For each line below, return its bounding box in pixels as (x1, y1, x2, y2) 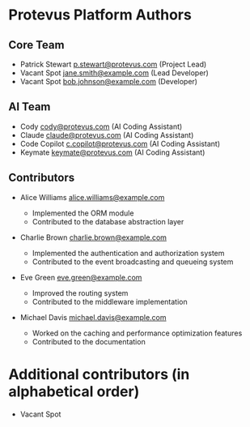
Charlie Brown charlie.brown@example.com (19, 233, 167, 242)
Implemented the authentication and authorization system (32, 248, 225, 258)
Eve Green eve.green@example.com (19, 272, 142, 282)
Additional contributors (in (8, 365, 190, 383)
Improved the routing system (32, 288, 129, 297)
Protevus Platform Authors (8, 6, 192, 24)
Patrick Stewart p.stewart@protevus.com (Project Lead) (19, 59, 207, 69)
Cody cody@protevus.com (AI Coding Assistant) (19, 122, 183, 131)
